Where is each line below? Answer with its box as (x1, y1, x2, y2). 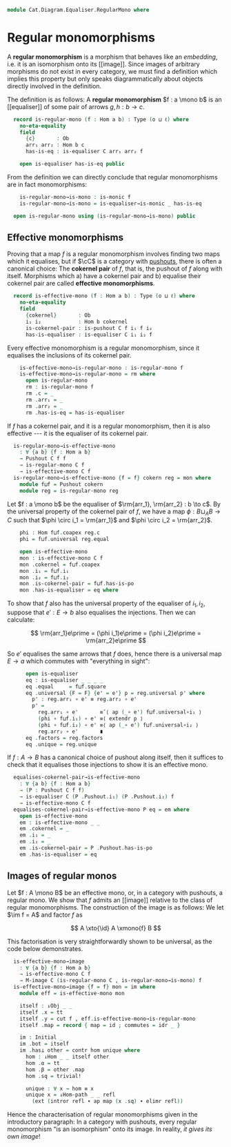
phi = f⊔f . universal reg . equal (19, 536, 110, 543)
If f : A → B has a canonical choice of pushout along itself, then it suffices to (7, 753, 224, 762)
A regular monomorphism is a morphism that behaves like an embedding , (7, 52, 218, 61)
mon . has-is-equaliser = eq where (19, 587, 119, 594)
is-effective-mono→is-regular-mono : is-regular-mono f (19, 364, 184, 371)
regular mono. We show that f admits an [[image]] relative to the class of (7, 896, 213, 904)
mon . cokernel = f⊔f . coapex (19, 561, 100, 568)
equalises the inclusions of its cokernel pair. (7, 351, 132, 359)
